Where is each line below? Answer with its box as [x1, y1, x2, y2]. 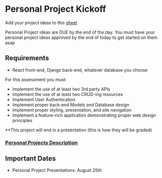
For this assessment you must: [5, 76, 67, 82]
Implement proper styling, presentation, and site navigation [12, 107, 132, 113]
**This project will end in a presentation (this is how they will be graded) [5, 127, 152, 133]
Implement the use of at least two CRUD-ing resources [12, 91, 123, 97]
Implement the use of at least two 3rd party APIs [12, 86, 110, 92]
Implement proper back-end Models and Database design [12, 102, 130, 108]
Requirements [5, 54, 49, 62]
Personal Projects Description [5, 139, 78, 146]
